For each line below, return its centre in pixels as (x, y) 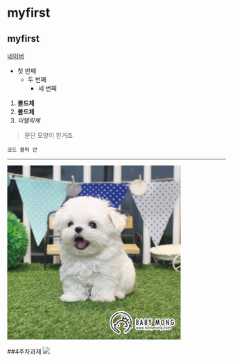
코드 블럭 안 (23, 150)
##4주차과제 (24, 352)
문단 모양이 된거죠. (49, 135)
